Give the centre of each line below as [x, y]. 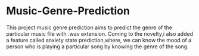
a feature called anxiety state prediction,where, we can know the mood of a [99, 40]
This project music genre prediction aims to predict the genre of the [89, 27]
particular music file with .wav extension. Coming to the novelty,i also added [100, 33]
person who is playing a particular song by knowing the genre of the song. [97, 46]
